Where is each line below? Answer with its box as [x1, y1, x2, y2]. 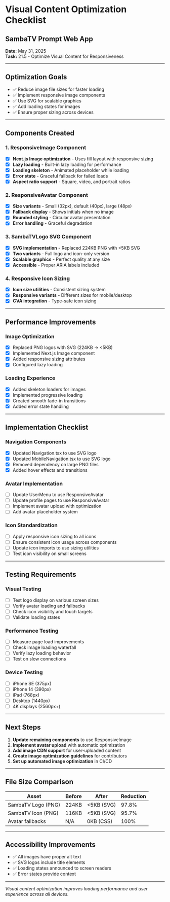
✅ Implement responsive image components [12, 92, 105, 98]
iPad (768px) [12, 691, 39, 698]
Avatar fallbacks [8, 818, 47, 825]
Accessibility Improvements [5, 841, 96, 849]
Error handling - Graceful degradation [12, 220, 93, 226]
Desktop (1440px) [12, 698, 51, 704]
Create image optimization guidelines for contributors [12, 752, 127, 759]
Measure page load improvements [12, 639, 84, 645]
